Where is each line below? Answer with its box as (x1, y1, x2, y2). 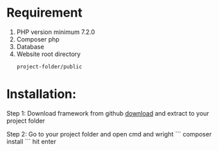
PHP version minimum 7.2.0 (16, 28, 95, 36)
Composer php (16, 35, 60, 43)
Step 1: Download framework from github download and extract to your (6, 109, 209, 117)
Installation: (6, 87, 77, 102)
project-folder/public (16, 63, 82, 70)
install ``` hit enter (6, 137, 57, 145)
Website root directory (16, 50, 81, 58)
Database (16, 42, 44, 51)
